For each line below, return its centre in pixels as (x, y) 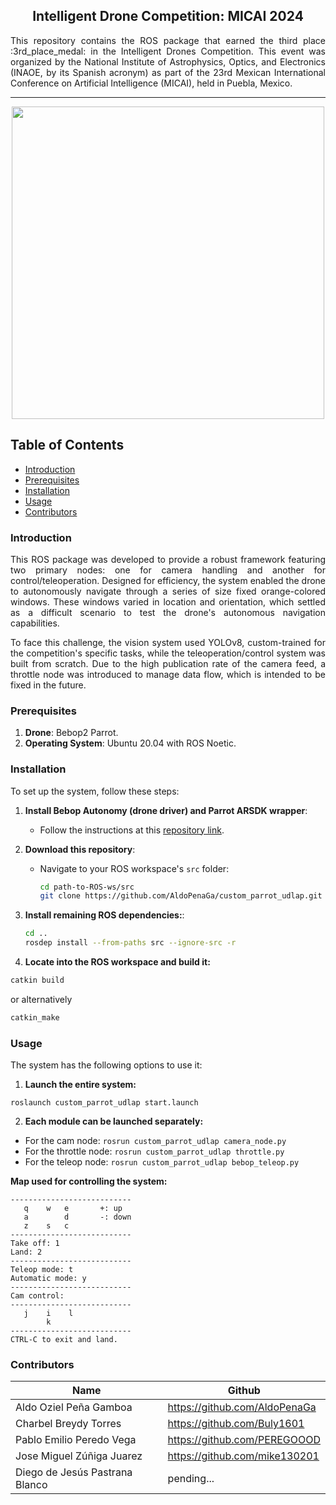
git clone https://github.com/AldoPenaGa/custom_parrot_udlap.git (181, 896)
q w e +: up (73, 1209)
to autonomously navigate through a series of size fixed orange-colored (168, 591)
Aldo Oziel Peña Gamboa (74, 1407)
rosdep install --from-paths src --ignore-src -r (130, 943)
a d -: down (77, 1217)
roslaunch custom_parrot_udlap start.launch (104, 1103)
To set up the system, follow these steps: (95, 791)
